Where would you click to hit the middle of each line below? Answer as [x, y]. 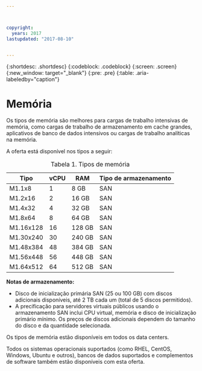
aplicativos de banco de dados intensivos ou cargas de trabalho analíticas [98, 133]
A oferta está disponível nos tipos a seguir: [59, 151]
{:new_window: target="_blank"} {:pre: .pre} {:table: [70, 73]
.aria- [142, 73]
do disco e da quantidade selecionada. [63, 326]
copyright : [20, 28]
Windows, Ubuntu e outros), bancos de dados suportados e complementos [100, 355]
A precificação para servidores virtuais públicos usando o [87, 306]
